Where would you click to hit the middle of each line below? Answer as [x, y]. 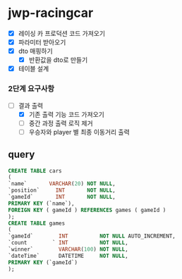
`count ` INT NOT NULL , [68, 243]
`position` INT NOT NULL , [62, 191]
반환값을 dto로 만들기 [58, 60]
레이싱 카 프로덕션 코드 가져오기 [61, 33]
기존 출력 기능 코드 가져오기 [66, 114]
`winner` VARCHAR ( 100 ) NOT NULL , [68, 249]
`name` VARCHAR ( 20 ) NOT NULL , [62, 184]
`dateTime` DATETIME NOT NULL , [68, 256]
